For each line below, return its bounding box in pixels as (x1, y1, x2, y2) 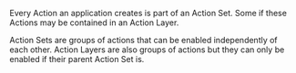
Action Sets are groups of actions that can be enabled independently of (9, 35, 278, 45)
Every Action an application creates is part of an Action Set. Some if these (9, 8, 287, 18)
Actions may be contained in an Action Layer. (9, 17, 179, 28)
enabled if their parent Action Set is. (9, 54, 145, 64)
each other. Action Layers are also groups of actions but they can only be (9, 44, 285, 55)
